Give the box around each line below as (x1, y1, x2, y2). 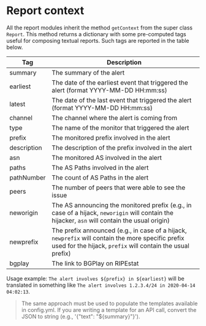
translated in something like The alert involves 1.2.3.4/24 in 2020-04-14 (6, 281, 196, 289)
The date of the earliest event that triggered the (51, 78, 188, 86)
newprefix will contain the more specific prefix (51, 233, 185, 242)
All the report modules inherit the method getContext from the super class (6, 24, 193, 31)
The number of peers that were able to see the (51, 183, 186, 192)
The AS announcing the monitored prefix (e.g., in (51, 200, 192, 209)
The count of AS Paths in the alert (51, 173, 149, 181)
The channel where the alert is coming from (51, 113, 178, 122)
